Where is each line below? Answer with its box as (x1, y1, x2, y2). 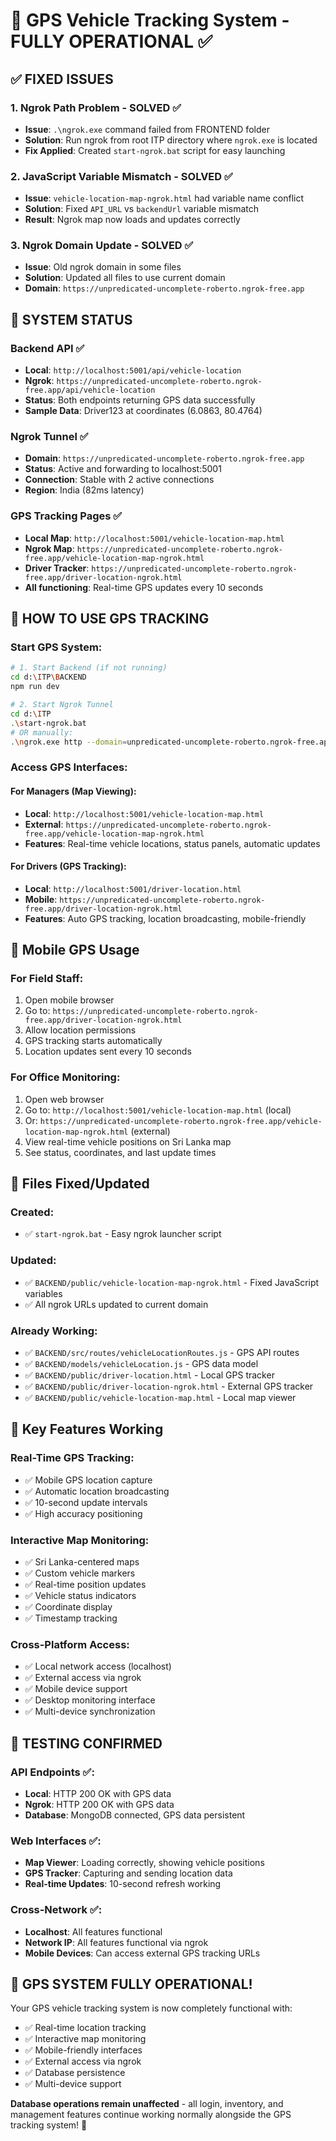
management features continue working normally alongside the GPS (10, 2109, 292, 2121)
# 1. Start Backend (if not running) (10, 663, 168, 673)
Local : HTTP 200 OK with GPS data (24, 1788, 172, 1799)
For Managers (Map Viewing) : (10, 785, 137, 797)
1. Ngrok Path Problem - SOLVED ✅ (10, 100, 182, 114)
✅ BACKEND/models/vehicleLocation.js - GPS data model (24, 1358, 259, 1370)
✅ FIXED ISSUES (10, 70, 114, 88)
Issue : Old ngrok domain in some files (24, 261, 182, 273)
